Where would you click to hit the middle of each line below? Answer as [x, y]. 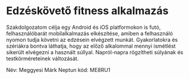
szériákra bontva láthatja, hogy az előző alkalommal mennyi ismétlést [91, 46]
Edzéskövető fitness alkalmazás [87, 11]
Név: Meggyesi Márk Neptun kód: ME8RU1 [58, 70]
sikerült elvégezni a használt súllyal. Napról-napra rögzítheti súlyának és [95, 52]
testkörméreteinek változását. [42, 58]
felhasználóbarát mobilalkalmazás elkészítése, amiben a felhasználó [90, 33]
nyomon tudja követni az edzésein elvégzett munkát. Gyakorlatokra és [92, 39]
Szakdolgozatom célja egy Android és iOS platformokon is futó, [84, 27]
